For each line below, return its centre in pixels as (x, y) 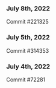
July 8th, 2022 (28, 8)
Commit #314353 (28, 50)
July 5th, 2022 (28, 38)
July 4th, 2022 (28, 66)
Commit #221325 (28, 22)
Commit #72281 (26, 80)
